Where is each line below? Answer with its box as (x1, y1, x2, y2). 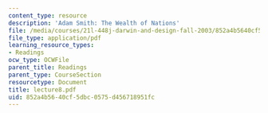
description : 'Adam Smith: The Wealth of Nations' (8, 19, 180, 27)
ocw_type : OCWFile (8, 56, 69, 64)
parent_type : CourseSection (8, 71, 102, 79)
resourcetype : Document (8, 78, 88, 86)
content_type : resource (8, 11, 88, 20)
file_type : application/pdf (8, 33, 102, 42)
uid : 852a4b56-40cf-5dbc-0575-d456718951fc (8, 93, 156, 101)
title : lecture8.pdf (8, 85, 77, 94)
